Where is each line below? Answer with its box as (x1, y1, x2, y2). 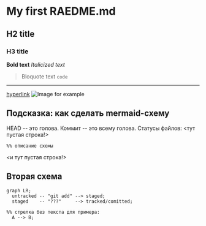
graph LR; (6, 187, 32, 194)
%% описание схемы (6, 143, 53, 149)
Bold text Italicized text (6, 61, 66, 68)
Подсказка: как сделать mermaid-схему (6, 108, 170, 119)
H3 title (6, 47, 29, 56)
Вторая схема (6, 171, 63, 182)
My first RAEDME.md (6, 4, 116, 18)
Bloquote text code (21, 72, 68, 80)
